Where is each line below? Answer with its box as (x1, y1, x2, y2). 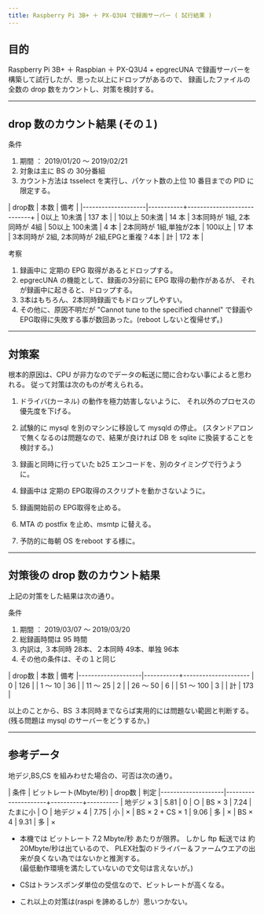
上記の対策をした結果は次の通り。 (8, 591, 119, 601)
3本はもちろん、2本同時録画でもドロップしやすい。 (19, 295, 187, 305)
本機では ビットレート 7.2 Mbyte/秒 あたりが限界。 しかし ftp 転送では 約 (19, 834, 255, 843)
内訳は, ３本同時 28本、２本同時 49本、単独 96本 (19, 644, 179, 653)
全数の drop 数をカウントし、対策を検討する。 (8, 84, 159, 94)
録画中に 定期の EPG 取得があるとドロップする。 (19, 265, 178, 276)
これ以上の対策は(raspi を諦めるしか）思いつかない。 (19, 897, 192, 906)
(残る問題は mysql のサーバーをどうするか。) (8, 716, 150, 725)
